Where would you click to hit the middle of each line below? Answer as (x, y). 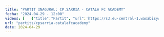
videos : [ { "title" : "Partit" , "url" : (46, 18)
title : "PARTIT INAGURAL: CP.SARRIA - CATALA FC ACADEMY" (65, 9)
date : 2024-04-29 (23, 27)
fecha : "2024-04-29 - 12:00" (35, 14)
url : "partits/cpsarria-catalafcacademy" (48, 23)
